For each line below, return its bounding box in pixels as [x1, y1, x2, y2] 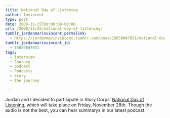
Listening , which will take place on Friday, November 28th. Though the [5, 102, 152, 108]
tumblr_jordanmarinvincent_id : [5, 41, 71, 46]
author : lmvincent [5, 12, 44, 17]
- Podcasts [10, 69, 33, 74]
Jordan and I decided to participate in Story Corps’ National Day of [5, 96, 144, 102]
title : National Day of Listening [5, 7, 78, 13]
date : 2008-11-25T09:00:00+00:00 [5, 21, 76, 27]
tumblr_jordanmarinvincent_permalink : [5, 31, 87, 36]
